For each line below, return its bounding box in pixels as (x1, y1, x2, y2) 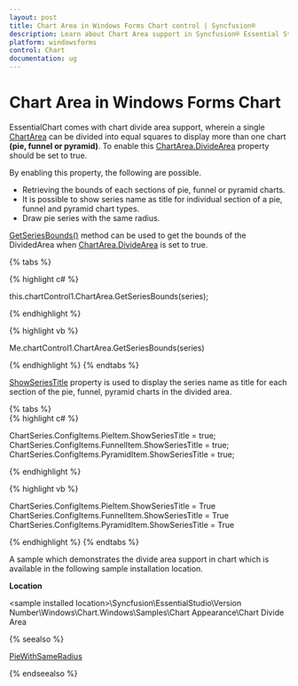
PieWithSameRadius (9, 651, 82, 661)
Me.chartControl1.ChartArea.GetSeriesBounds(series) (9, 343, 206, 353)
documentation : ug (9, 54, 77, 63)
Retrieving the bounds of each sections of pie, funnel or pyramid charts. (21, 184, 286, 195)
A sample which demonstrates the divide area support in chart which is (9, 554, 270, 564)
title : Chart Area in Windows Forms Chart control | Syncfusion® (9, 21, 255, 30)
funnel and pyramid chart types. (21, 203, 140, 214)
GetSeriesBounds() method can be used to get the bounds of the (9, 230, 247, 240)
